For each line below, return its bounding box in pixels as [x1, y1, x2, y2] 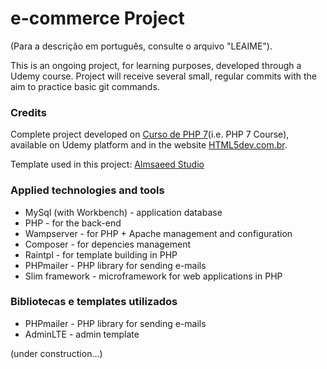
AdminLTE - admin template [24, 328, 140, 340]
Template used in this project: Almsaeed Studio [10, 158, 205, 171]
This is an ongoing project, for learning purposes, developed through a [10, 59, 302, 71]
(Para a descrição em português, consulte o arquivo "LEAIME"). [10, 40, 273, 52]
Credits [10, 105, 47, 119]
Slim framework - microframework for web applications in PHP [24, 270, 283, 282]
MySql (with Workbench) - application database [24, 206, 223, 218]
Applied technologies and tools [10, 183, 165, 197]
